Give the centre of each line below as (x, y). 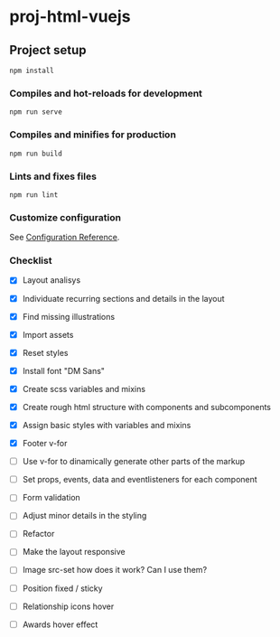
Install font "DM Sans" (64, 370)
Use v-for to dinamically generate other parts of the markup (134, 462)
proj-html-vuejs (70, 17)
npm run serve (36, 112)
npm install (32, 70)
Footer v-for (45, 444)
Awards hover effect (60, 624)
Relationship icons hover (68, 606)
